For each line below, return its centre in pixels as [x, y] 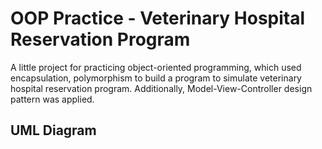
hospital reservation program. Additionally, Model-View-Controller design [161, 88]
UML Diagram [53, 130]
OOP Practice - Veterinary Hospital [158, 18]
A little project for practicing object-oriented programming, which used [156, 67]
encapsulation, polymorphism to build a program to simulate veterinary [156, 78]
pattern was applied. [52, 99]
